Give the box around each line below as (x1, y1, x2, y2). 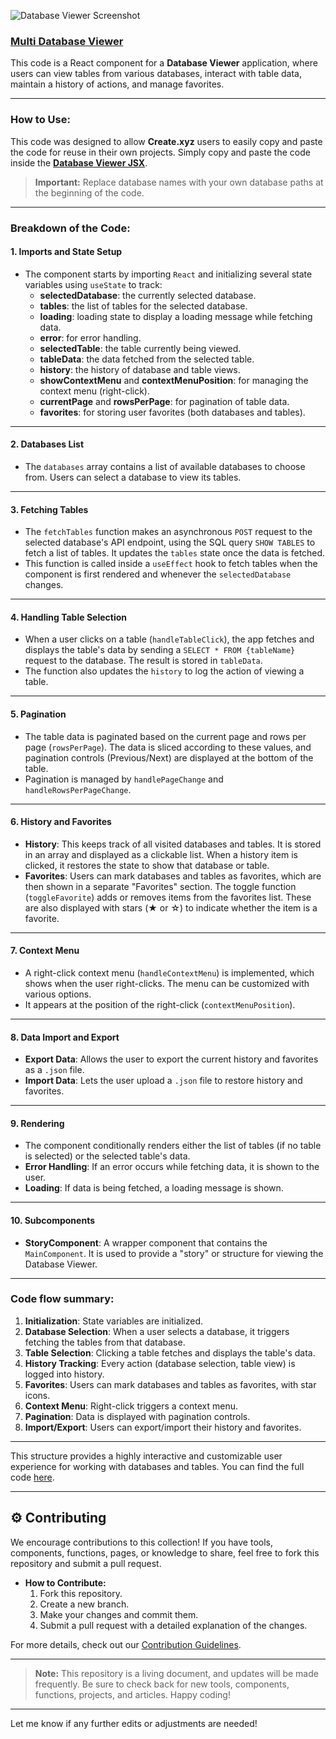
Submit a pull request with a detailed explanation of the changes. (39, 1619, 308, 1631)
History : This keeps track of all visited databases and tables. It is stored (24, 838, 322, 850)
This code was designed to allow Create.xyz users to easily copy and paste (10, 135, 323, 147)
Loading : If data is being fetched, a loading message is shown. (24, 1182, 284, 1194)
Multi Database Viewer (10, 34, 124, 48)
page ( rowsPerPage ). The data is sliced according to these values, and (24, 741, 312, 753)
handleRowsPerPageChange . (24, 783, 132, 795)
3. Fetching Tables (10, 503, 89, 515)
